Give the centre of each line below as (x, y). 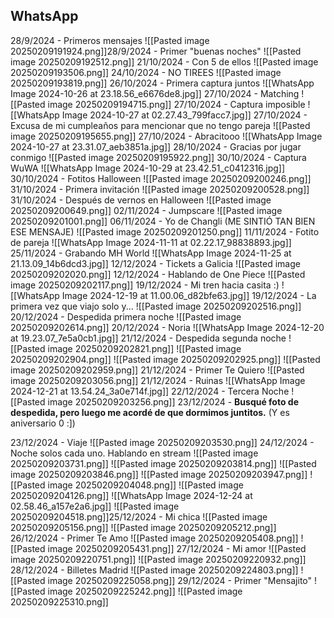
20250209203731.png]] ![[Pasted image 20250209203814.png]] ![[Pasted (163, 463)
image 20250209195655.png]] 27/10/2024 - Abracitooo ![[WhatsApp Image (166, 136)
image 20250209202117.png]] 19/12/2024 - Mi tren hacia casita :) (145, 285)
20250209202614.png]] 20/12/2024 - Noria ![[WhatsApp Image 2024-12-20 (167, 327)
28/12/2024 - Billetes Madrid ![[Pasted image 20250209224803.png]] (154, 570)
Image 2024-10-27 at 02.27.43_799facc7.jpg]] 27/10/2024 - (184, 115)
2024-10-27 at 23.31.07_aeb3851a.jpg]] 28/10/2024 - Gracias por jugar (156, 146)
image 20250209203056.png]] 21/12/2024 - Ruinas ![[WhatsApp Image (158, 380)
